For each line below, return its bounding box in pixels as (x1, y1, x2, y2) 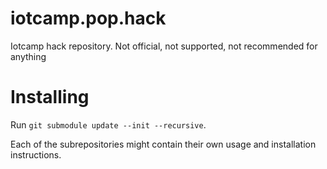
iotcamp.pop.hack (10, 7, 167, 30)
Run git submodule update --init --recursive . (10, 118, 207, 131)
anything (10, 50, 47, 62)
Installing (10, 86, 90, 109)
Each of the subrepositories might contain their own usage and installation (10, 138, 317, 150)
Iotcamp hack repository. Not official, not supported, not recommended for (10, 40, 318, 52)
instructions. (10, 148, 62, 161)
